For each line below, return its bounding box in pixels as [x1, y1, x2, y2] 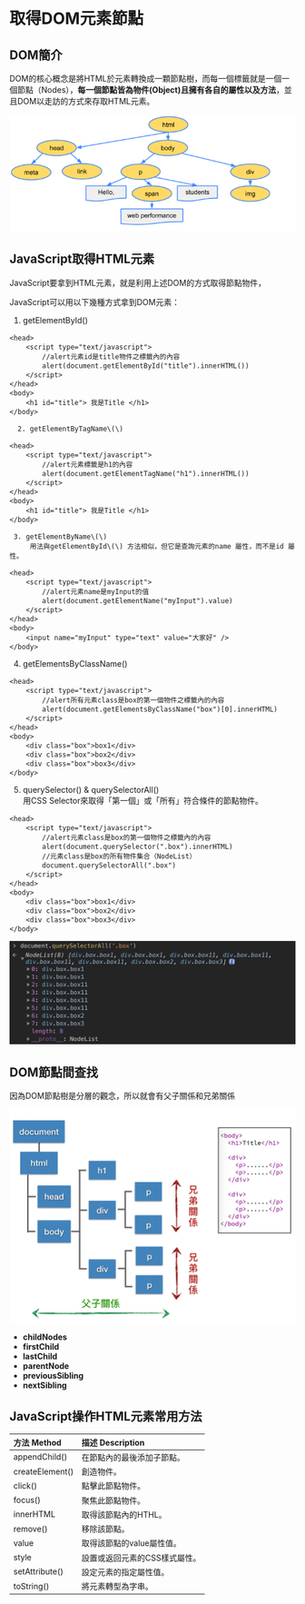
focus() [13, 1495, 41, 1506]
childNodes [22, 1332, 68, 1342]
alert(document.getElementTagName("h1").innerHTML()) [42, 469, 250, 478]
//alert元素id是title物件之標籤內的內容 [42, 351, 181, 361]
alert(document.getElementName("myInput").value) [42, 596, 233, 605]
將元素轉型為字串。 [81, 1581, 153, 1592]
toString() [13, 1580, 50, 1591]
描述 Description [81, 1437, 145, 1448]
